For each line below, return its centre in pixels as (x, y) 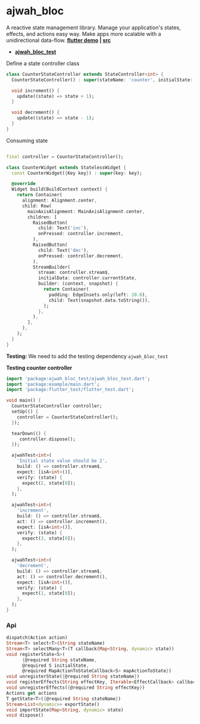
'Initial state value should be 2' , (62, 461)
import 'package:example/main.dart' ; (53, 384)
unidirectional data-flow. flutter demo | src (59, 40)
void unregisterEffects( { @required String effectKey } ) (76, 688)
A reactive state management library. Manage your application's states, (93, 27)
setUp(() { (25, 412)
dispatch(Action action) (37, 638)
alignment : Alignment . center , (59, 201)
